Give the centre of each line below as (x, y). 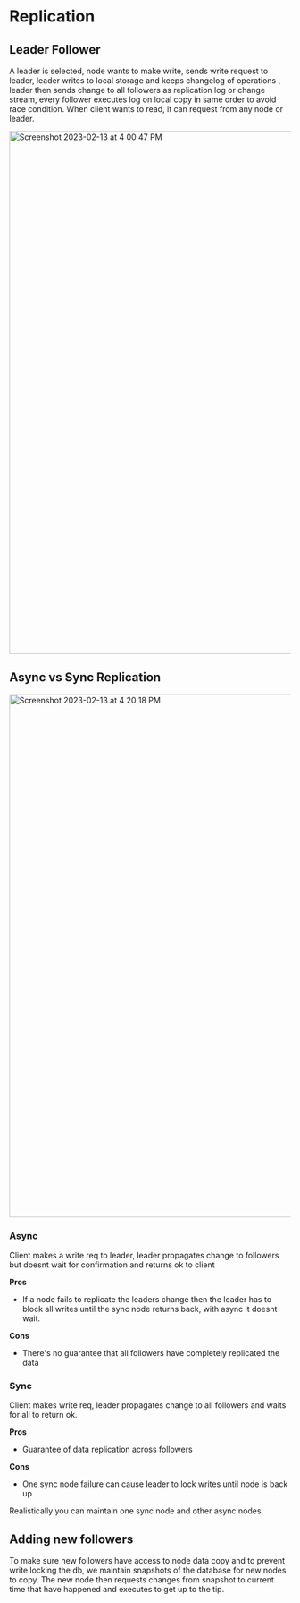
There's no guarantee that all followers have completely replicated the (151, 1353)
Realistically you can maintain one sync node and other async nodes (135, 1511)
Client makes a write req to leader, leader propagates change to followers (144, 1256)
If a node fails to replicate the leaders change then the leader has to (147, 1300)
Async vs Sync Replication (85, 678)
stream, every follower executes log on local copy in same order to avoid (143, 99)
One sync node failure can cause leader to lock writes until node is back (155, 1484)
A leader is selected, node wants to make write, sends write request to (139, 71)
